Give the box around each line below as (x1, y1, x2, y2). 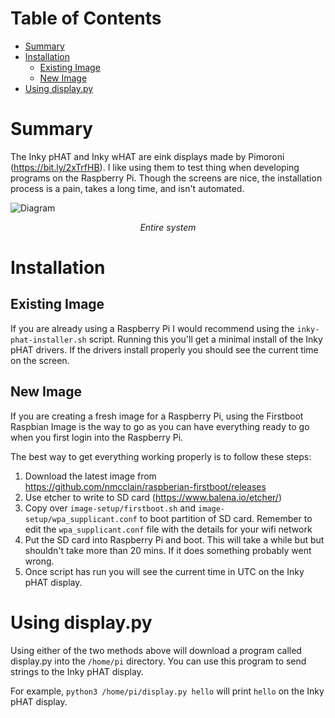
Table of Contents (10, 7, 162, 30)
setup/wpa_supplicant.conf (24, 514, 138, 524)
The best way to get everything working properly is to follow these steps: (10, 450, 312, 462)
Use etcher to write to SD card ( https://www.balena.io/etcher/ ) (24, 491, 282, 503)
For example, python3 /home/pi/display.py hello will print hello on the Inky (10, 685, 325, 697)
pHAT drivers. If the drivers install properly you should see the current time (10, 343, 319, 356)
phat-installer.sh (10, 335, 87, 345)
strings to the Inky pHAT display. (10, 665, 144, 677)
